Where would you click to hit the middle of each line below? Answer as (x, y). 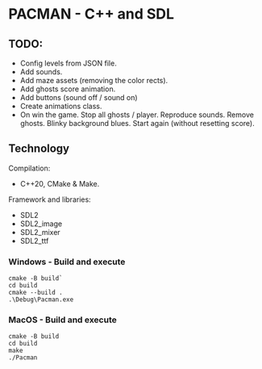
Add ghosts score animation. (68, 89)
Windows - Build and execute (67, 262)
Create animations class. (61, 106)
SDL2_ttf (34, 241)
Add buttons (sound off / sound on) (79, 97)
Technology (39, 149)
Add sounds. (41, 72)
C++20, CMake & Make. (60, 183)
